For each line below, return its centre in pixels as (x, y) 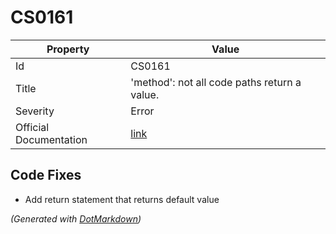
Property (68, 49)
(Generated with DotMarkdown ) (76, 218)
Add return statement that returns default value (122, 199)
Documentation (51, 139)
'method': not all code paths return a (216, 82)
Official (32, 127)
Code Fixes (46, 175)
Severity (35, 111)
